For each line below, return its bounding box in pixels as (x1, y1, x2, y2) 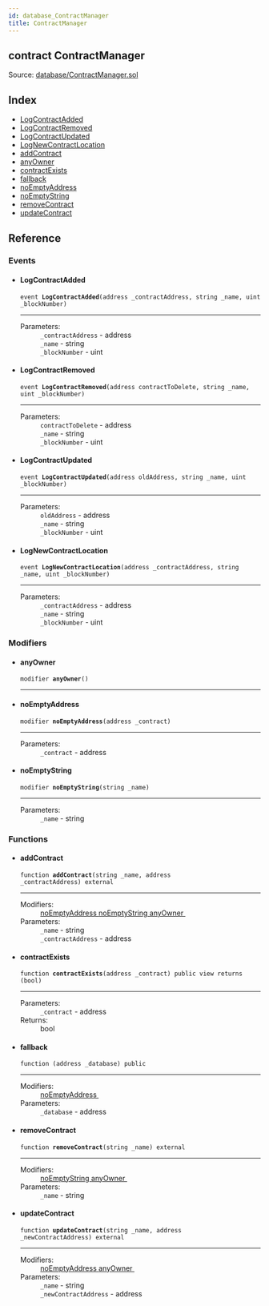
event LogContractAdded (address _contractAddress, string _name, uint (19, 293, 261, 301)
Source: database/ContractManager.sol (8, 70, 139, 80)
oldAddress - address (39, 510, 110, 520)
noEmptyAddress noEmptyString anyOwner (39, 908, 184, 918)
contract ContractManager (8, 49, 146, 62)
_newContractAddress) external (19, 1233, 125, 1241)
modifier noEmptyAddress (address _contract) (19, 717, 171, 725)
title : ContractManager (8, 19, 88, 27)
